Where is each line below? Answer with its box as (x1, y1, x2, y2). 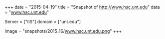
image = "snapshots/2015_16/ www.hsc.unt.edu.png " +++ (4, 28, 122, 34)
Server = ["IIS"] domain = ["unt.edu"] (4, 19, 81, 24)
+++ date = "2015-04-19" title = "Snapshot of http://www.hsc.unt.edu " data (4, 4, 160, 10)
